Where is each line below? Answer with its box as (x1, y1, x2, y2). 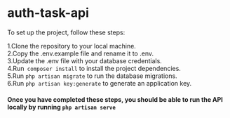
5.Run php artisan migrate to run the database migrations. (7, 72, 177, 80)
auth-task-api (7, 5, 90, 21)
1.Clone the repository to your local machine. (7, 41, 137, 50)
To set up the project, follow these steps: (7, 28, 126, 37)
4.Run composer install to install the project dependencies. (7, 64, 181, 72)
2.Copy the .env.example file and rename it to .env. (7, 49, 154, 58)
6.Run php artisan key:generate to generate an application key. (7, 79, 192, 87)
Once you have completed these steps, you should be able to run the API (7, 95, 223, 103)
